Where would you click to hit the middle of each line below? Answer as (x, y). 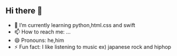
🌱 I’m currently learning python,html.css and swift (75, 25)
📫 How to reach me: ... (42, 32)
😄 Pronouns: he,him (39, 40)
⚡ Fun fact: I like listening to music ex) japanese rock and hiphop (93, 47)
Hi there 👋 (24, 11)
